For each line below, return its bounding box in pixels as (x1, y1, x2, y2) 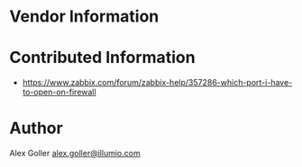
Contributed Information (9, 48, 196, 68)
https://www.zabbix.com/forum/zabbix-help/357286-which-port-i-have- (22, 77, 293, 88)
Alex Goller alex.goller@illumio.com (9, 148, 142, 159)
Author (9, 119, 63, 138)
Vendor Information (9, 6, 160, 27)
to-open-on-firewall (22, 87, 96, 98)
